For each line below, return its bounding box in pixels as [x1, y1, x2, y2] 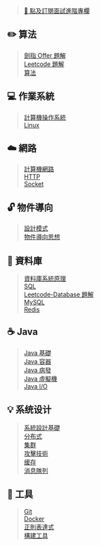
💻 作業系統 [7, 91, 55, 102]
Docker [23, 514, 45, 523]
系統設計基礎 [23, 423, 60, 432]
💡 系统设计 [7, 404, 52, 415]
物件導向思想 [23, 233, 60, 241]
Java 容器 [23, 357, 52, 365]
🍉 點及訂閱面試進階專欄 [23, 7, 90, 14]
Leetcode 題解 [23, 60, 65, 68]
